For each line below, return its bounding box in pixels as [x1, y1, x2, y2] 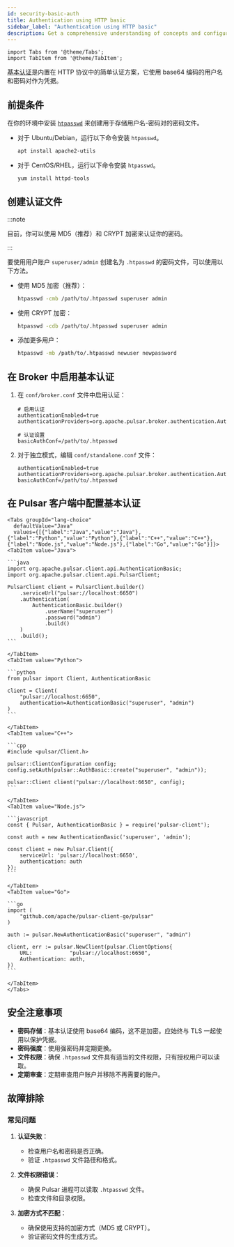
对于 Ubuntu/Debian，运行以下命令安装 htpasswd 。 [17, 134, 163, 142]
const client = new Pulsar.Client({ [7, 846, 114, 852]
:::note [7, 215, 26, 223]
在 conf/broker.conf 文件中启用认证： [17, 391, 127, 399]
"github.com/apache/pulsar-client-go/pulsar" [19, 912, 155, 920]
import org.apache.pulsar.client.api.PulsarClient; [7, 571, 160, 579]
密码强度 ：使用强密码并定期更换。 [17, 1043, 116, 1053]
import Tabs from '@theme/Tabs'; [7, 49, 104, 56]
